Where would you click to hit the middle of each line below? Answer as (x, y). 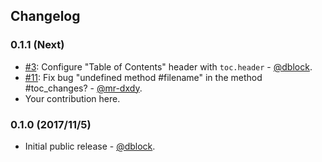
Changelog (45, 16)
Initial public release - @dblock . (90, 146)
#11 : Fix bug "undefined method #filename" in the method (143, 77)
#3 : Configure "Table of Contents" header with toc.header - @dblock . (168, 66)
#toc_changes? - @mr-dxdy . (83, 88)
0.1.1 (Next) (37, 45)
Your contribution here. (72, 98)
